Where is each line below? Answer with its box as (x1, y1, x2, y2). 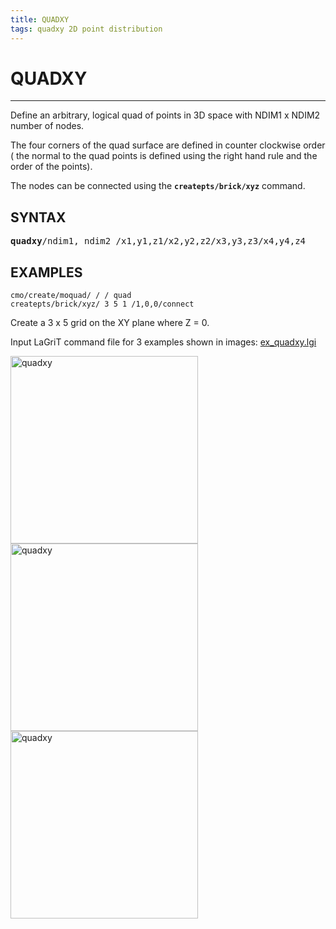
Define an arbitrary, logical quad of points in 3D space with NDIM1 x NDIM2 (10, 109, 321, 121)
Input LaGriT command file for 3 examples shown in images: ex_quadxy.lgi (10, 336, 317, 348)
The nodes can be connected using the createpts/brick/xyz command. (10, 180, 306, 192)
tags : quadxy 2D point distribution (10, 24, 163, 34)
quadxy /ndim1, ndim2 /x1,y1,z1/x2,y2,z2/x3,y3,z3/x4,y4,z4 (10, 236, 307, 247)
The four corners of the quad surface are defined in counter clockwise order (10, 139, 326, 151)
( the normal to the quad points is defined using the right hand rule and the (10, 150, 318, 162)
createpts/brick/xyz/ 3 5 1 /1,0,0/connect (10, 299, 195, 310)
